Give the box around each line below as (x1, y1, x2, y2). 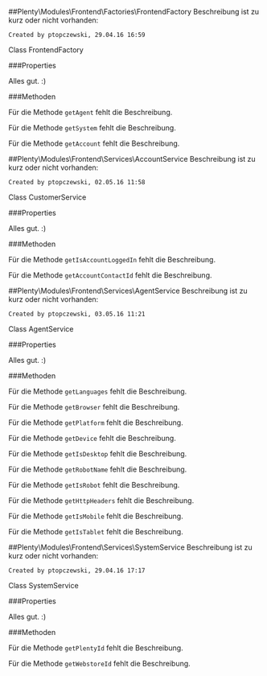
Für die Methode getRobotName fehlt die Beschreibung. (8, 464, 187, 474)
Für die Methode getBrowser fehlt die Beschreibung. (8, 402, 180, 411)
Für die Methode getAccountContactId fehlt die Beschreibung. (8, 270, 212, 280)
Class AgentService (8, 324, 74, 333)
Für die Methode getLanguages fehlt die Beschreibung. (8, 386, 187, 396)
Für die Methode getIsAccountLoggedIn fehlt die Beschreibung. (8, 255, 216, 264)
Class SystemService (8, 581, 79, 590)
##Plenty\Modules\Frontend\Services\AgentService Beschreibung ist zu (8, 286, 248, 295)
